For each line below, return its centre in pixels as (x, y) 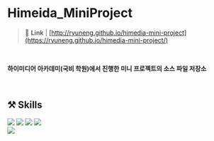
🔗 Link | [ (38, 33)
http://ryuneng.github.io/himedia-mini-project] (119, 33)
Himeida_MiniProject (70, 13)
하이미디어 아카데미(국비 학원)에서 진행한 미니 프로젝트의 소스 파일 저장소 (107, 68)
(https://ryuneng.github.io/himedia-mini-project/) (96, 40)
